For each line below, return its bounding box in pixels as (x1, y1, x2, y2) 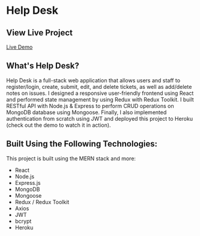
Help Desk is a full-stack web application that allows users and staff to (6, 76, 181, 84)
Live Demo (6, 43, 33, 50)
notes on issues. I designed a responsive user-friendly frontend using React (6, 89, 194, 97)
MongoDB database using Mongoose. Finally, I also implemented (6, 109, 167, 116)
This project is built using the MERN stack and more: (6, 154, 136, 162)
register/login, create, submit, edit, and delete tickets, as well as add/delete (6, 83, 192, 90)
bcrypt (14, 217, 32, 225)
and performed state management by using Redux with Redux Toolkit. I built (6, 95, 194, 103)
